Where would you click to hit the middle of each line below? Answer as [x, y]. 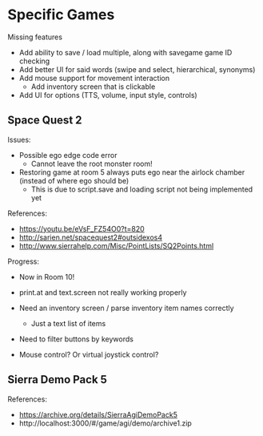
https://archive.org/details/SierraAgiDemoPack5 [98, 414]
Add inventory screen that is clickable [93, 87]
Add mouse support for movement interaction [94, 78]
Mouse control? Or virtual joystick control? [89, 354]
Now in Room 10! [47, 277]
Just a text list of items [68, 323]
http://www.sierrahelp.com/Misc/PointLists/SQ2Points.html [116, 245]
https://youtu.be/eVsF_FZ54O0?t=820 [82, 228]
